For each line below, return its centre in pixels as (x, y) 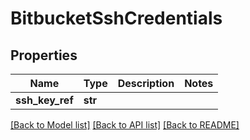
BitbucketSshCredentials (116, 18)
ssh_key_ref (44, 100)
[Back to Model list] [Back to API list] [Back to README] (125, 125)
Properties (44, 55)
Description (146, 83)
